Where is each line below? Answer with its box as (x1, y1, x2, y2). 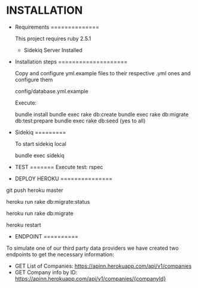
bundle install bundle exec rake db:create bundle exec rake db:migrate (14, 111, 189, 118)
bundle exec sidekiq (14, 152, 65, 159)
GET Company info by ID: (14, 268, 78, 275)
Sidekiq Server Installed (23, 46, 83, 54)
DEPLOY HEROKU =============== (14, 174, 112, 182)
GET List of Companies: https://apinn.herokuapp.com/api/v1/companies (14, 262, 192, 269)
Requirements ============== (14, 23, 100, 30)
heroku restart (6, 221, 41, 228)
